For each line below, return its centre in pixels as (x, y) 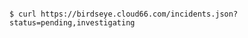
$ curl (23, 14)
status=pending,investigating (72, 23)
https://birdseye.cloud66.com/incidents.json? (139, 14)
